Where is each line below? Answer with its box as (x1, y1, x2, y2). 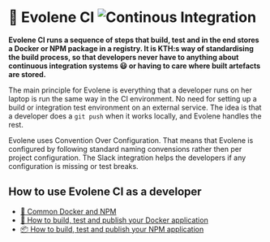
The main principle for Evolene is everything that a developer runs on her (8, 85, 253, 95)
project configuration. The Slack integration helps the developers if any (8, 153, 246, 162)
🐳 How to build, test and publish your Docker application (19, 215, 208, 225)
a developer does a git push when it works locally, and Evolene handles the (8, 110, 262, 121)
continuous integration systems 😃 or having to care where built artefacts (8, 61, 261, 71)
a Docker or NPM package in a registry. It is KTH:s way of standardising (8, 43, 254, 53)
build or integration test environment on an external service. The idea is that (8, 102, 262, 112)
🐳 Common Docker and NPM (19, 206, 117, 216)
